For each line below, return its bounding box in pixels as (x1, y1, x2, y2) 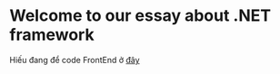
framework (9, 24, 95, 45)
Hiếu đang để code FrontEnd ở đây (9, 54, 140, 65)
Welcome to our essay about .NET (9, 5, 271, 26)
